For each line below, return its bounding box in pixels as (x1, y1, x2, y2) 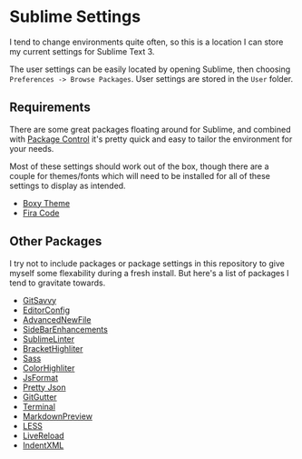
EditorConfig (22, 304, 71, 315)
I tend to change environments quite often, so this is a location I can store (9, 36, 284, 47)
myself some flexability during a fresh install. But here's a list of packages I (9, 267, 289, 278)
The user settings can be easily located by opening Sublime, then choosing (9, 64, 291, 75)
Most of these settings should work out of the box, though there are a (9, 161, 269, 172)
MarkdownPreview (22, 411, 93, 422)
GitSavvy (22, 294, 57, 305)
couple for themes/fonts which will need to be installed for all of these (9, 170, 270, 181)
